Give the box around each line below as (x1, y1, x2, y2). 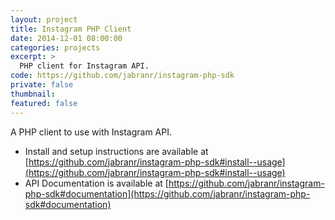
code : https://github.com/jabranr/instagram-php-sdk (10, 71, 235, 81)
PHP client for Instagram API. (19, 61, 150, 71)
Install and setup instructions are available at (24, 145, 209, 157)
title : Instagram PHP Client (10, 24, 132, 34)
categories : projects (10, 42, 101, 53)
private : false (10, 80, 74, 90)
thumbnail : (10, 89, 56, 99)
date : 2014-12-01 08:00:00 (10, 33, 123, 43)
